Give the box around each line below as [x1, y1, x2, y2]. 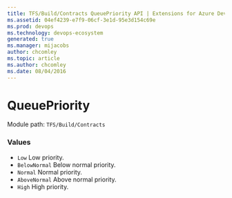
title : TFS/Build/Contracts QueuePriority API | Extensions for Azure [7, 10, 215, 17]
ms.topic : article [7, 55, 60, 62]
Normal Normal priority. [17, 168, 83, 176]
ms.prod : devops [7, 23, 54, 30]
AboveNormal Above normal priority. [17, 175, 117, 184]
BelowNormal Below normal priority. [17, 160, 116, 169]
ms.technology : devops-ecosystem [7, 29, 104, 37]
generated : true [7, 36, 54, 43]
